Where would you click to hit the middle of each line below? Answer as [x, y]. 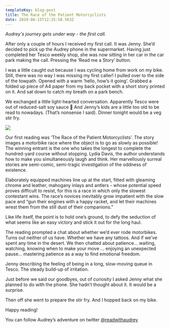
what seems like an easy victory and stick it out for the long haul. [74, 222]
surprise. [15, 290]
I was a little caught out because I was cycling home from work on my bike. [84, 70]
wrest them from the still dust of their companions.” [59, 207]
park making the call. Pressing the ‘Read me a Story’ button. [68, 60]
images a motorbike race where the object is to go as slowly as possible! [82, 143]
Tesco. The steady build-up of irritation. [47, 269]
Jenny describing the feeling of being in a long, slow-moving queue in [79, 264]
